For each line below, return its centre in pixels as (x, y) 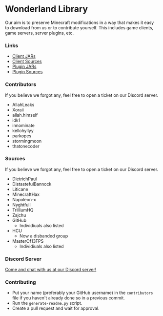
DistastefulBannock (32, 184)
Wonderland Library (47, 9)
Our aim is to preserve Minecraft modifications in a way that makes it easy (80, 22)
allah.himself (25, 115)
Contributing (20, 282)
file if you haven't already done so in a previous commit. (69, 298)
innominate (23, 125)
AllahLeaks (23, 105)
